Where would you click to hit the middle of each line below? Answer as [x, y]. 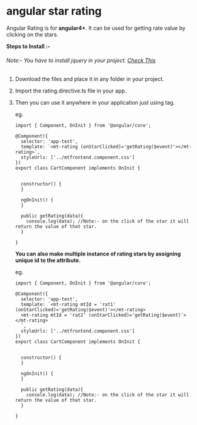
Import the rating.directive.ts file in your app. [71, 91]
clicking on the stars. [32, 34]
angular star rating [54, 11]
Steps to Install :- [28, 46]
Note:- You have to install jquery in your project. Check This [81, 60]
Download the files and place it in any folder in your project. [90, 79]
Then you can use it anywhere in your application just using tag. [95, 103]
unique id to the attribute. [48, 260]
